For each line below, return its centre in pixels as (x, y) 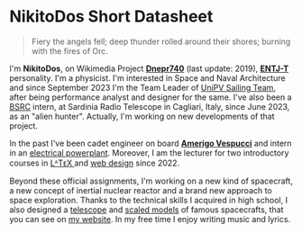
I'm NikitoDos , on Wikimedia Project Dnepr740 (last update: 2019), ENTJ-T (149, 68)
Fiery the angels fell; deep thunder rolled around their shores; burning (161, 41)
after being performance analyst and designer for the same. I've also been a (151, 97)
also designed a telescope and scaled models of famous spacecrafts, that (146, 210)
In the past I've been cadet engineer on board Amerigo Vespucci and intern (151, 143)
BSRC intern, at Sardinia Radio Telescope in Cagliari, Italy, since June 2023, (150, 106)
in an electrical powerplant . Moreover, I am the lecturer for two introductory (149, 152)
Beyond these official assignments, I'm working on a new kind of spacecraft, (151, 181)
